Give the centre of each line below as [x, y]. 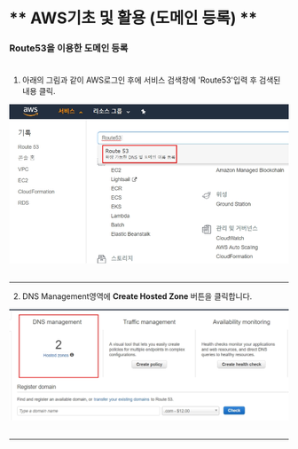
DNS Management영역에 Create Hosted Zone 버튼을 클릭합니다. [137, 296]
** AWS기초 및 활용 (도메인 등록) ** [133, 18]
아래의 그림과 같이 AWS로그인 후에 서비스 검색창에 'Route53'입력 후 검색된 [151, 80]
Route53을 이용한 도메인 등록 [69, 48]
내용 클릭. [39, 91]
